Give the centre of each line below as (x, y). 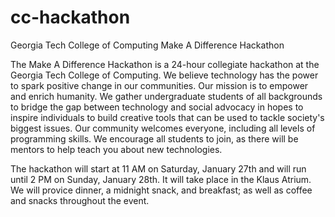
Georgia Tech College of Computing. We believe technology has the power (164, 75)
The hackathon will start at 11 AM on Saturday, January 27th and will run (158, 168)
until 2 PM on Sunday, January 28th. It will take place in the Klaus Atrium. (161, 179)
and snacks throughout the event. (80, 200)
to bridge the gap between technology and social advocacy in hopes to (157, 107)
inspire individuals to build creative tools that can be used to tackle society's (167, 117)
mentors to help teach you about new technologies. (116, 149)
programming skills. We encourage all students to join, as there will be (154, 138)
